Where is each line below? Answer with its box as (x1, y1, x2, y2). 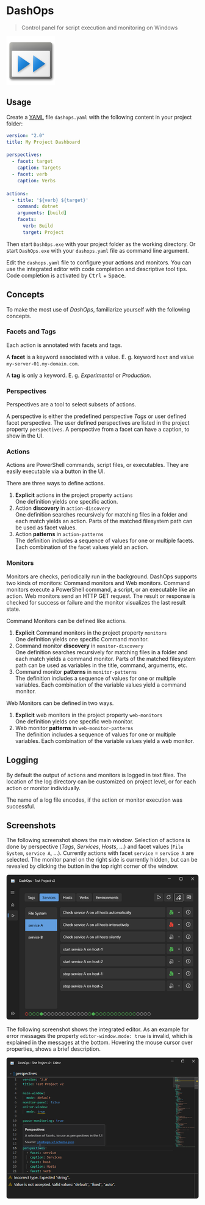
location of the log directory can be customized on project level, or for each (6, 778, 196, 785)
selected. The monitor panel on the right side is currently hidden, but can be (6, 856, 198, 864)
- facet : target (12, 159, 53, 165)
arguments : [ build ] (17, 210, 67, 216)
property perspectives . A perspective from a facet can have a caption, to (6, 426, 190, 433)
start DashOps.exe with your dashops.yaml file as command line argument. (6, 247, 189, 254)
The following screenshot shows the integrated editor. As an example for (6, 1026, 189, 1033)
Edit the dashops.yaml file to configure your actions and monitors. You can (6, 258, 192, 266)
